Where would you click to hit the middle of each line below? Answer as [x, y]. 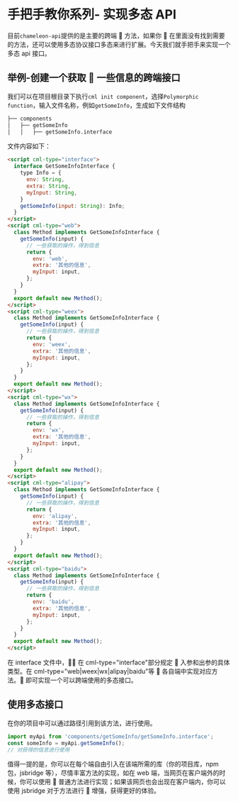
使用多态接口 [35, 704]
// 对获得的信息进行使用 [39, 749]
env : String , [45, 180]
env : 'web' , [51, 259]
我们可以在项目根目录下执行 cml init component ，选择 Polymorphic [103, 96]
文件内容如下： [29, 146]
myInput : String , [52, 192]
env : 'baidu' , [53, 602]
